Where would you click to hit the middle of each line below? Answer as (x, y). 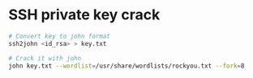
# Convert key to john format (60, 36)
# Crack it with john (45, 58)
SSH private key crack (84, 15)
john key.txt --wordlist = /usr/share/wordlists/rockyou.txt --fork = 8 (126, 66)
